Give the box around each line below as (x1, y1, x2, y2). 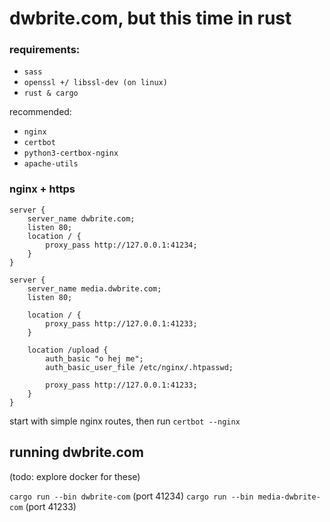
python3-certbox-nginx (23, 148, 119, 159)
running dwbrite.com (9, 444, 144, 461)
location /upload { (27, 345, 109, 355)
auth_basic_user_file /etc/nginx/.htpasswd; (45, 362, 234, 372)
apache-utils (23, 159, 79, 169)
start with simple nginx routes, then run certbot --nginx (9, 415, 241, 427)
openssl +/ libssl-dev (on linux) (23, 78, 168, 88)
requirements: (9, 43, 81, 57)
